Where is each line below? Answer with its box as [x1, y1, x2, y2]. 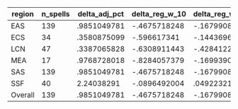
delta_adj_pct [77, 9, 124, 18]
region [11, 9, 34, 18]
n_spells [41, 9, 70, 18]
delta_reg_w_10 [131, 9, 186, 18]
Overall [11, 90, 35, 100]
